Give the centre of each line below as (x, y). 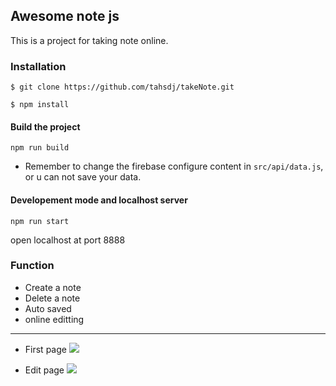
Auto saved (48, 308)
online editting (54, 319)
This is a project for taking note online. (89, 40)
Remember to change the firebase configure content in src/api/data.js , (174, 166)
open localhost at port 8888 (68, 240)
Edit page (44, 370)
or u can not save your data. (83, 177)
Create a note (53, 287)
